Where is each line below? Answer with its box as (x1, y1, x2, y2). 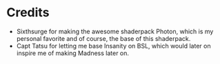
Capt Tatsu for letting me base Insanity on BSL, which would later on (16, 42, 211, 50)
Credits (6, 5, 50, 20)
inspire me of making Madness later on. (16, 49, 129, 57)
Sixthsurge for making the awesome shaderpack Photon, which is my (16, 27, 214, 35)
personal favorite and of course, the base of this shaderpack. (16, 34, 191, 42)
